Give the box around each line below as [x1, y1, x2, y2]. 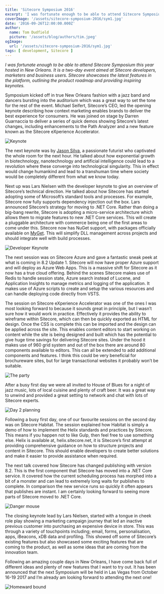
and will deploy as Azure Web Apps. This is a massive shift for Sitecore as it [5, 264, 157, 270]
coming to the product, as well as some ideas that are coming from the [5, 544, 147, 550]
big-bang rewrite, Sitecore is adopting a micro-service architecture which [5, 209, 153, 215]
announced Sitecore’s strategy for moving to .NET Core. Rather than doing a [5, 204, 158, 210]
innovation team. [5, 549, 39, 555]
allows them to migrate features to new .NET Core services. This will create [5, 214, 157, 220]
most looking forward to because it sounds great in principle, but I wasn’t [5, 305, 152, 311]
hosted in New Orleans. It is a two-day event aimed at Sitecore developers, [5, 67, 157, 73]
